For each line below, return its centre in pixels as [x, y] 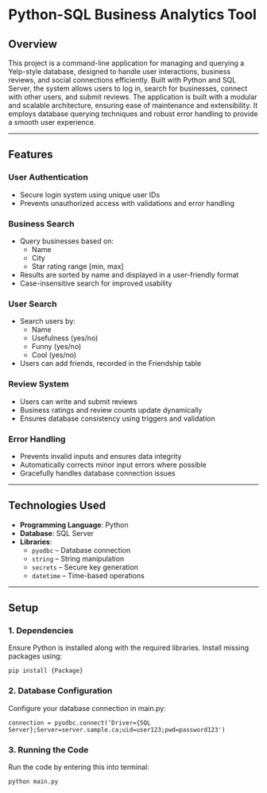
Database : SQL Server [56, 533]
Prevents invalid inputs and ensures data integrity [101, 456]
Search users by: [47, 321]
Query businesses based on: [66, 241]
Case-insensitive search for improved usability [96, 283]
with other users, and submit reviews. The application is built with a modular [133, 97]
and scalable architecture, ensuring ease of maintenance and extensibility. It [133, 105]
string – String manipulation [78, 558]
